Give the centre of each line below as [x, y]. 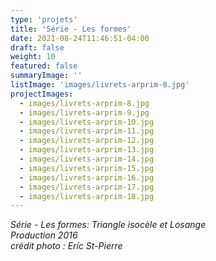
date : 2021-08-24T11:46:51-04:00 [80, 38]
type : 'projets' [44, 19]
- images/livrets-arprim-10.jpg [87, 122]
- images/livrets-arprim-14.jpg [87, 159]
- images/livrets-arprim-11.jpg [87, 131]
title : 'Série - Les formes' [71, 29]
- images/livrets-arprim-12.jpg [87, 141]
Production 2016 [44, 235]
